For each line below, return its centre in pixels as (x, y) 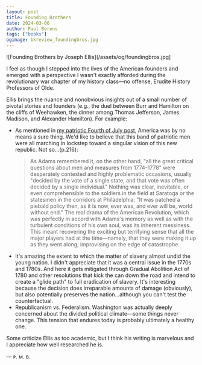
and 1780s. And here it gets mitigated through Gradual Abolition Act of (102, 269)
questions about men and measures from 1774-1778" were (103, 167)
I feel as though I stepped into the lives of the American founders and (92, 69)
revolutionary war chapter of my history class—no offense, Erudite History (99, 81)
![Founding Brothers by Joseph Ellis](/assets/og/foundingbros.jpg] (89, 57)
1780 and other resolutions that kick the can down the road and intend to (105, 275)
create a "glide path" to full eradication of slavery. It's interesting (95, 282)
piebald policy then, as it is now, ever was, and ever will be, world (111, 206)
